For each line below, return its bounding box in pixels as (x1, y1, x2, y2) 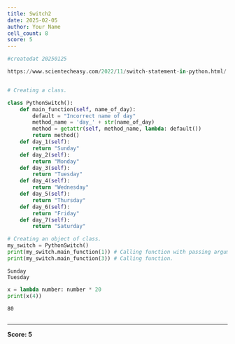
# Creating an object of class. (7, 236, 101, 243)
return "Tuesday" (32, 171, 83, 178)
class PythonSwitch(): (7, 99, 73, 106)
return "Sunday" (32, 145, 80, 152)
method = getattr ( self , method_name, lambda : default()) (32, 125, 201, 133)
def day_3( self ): (20, 164, 71, 171)
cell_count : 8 (7, 29, 49, 37)
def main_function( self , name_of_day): (20, 106, 136, 113)
